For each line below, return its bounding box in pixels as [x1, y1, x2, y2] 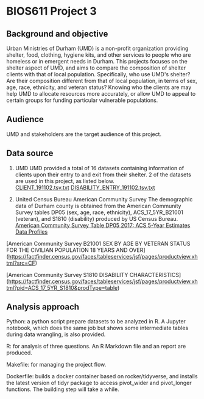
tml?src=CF [6, 259, 35, 267]
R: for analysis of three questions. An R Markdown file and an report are [6, 343, 186, 350]
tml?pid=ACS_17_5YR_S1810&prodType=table [6, 284, 118, 291]
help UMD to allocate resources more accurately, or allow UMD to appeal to [6, 90, 196, 97]
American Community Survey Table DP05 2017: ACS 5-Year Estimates [15, 221, 191, 229]
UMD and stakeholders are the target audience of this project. [6, 130, 162, 138]
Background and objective [6, 29, 108, 39]
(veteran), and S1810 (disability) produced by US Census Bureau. [15, 215, 178, 222]
